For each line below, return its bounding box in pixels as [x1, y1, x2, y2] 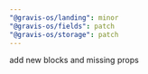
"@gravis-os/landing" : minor [9, 13, 119, 23]
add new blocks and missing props [9, 55, 140, 66]
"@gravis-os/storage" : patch [9, 30, 119, 39]
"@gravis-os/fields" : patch [9, 22, 116, 31]
